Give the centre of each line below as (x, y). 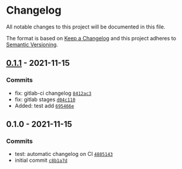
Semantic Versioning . (32, 44)
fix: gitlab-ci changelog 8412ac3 (53, 93)
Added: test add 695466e (44, 106)
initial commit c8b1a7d (41, 160)
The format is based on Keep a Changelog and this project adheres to (91, 38)
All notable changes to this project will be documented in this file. (86, 27)
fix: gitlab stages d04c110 (45, 99)
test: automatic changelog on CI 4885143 (64, 154)
